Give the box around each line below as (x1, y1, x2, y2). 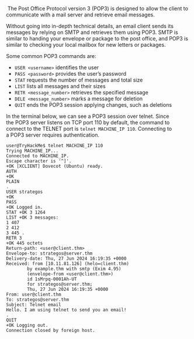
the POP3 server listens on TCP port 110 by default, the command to (6, 119, 170, 126)
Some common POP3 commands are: (6, 53, 96, 59)
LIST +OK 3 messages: (6, 215, 59, 221)
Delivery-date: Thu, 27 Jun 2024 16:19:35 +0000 (6, 256, 127, 262)
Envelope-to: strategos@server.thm (6, 250, 93, 256)
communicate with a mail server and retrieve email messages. (6, 11, 155, 18)
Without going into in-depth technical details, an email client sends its (6, 23, 174, 29)
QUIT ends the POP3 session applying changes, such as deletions (14, 101, 172, 108)
